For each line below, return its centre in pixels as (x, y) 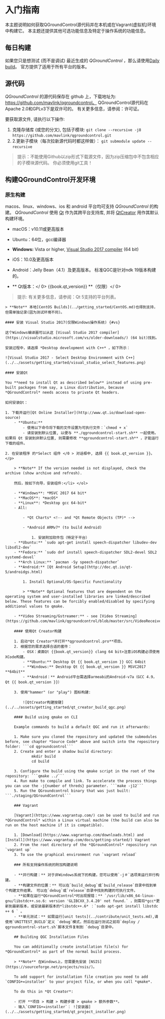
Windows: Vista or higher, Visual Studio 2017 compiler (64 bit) (75, 249)
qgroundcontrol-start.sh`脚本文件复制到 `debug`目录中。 (60, 927)
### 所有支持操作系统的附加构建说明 (46, 865)
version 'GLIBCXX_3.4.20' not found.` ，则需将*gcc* (102, 901)
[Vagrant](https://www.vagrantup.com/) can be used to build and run (87, 816)
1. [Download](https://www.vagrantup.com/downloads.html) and (79, 835)
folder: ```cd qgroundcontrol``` (39, 747)
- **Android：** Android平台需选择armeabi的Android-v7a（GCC (84, 677)
